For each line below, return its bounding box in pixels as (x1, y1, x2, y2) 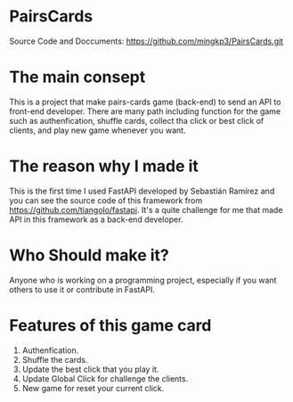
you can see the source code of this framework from (9, 194, 203, 206)
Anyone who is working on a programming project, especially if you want (9, 275, 277, 285)
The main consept (9, 67, 146, 87)
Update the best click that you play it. (21, 364, 159, 374)
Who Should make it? (9, 245, 169, 265)
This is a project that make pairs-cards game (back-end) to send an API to (9, 96, 281, 107)
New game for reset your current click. (21, 382, 165, 393)
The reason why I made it (9, 156, 199, 176)
